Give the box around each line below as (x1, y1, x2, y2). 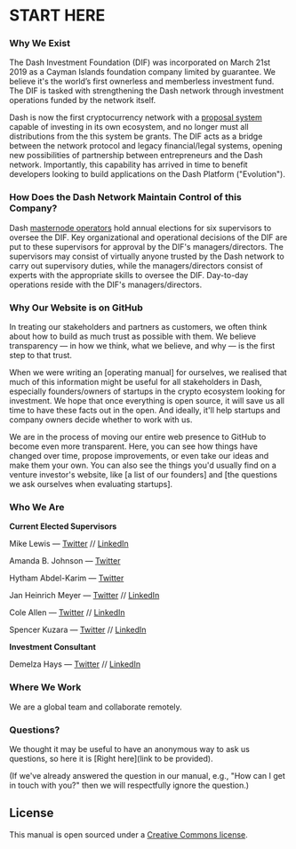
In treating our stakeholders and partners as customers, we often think (9, 322, 268, 332)
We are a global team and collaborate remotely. (9, 701, 182, 712)
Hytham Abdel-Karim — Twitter (9, 573, 124, 583)
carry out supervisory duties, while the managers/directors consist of (9, 260, 264, 271)
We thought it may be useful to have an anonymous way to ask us (9, 743, 251, 754)
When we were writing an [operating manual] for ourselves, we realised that (9, 367, 287, 378)
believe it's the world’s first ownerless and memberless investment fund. (9, 76, 275, 87)
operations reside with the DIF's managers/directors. (9, 279, 203, 290)
